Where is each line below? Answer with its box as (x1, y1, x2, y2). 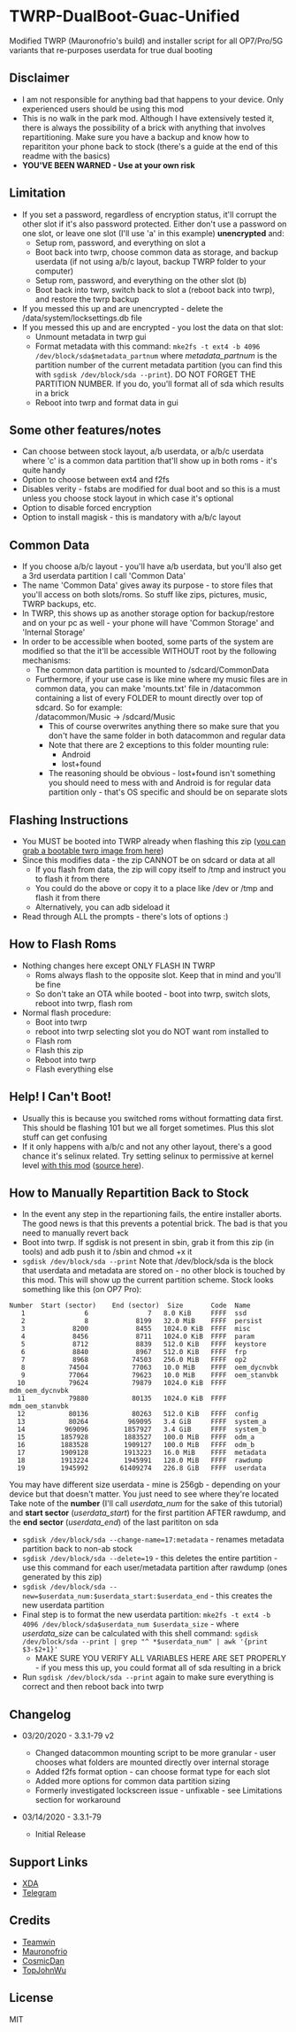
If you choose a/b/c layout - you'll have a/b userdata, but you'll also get (21, 561, 282, 572)
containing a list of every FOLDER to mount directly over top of (34, 693, 263, 704)
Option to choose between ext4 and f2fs (21, 474, 170, 485)
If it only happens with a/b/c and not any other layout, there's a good (21, 1141, 272, 1151)
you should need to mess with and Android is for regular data (48, 777, 271, 789)
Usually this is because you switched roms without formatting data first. (21, 1112, 284, 1123)
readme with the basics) (21, 150, 110, 161)
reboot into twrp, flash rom (34, 997, 133, 1008)
